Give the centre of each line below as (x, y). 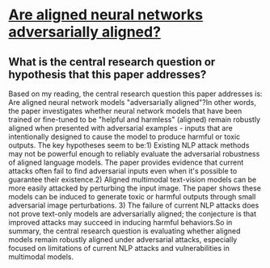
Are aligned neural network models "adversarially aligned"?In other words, (132, 102)
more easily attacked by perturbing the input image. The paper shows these (135, 188)
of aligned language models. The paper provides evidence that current (126, 162)
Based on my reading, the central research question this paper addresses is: (135, 94)
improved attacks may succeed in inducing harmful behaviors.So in (120, 222)
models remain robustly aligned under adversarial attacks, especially (123, 239)
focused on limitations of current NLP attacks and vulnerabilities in (119, 248)
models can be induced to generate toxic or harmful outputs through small (132, 197)
